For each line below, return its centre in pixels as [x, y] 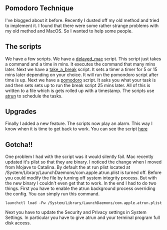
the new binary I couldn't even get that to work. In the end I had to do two [81, 183]
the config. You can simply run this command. [52, 194]
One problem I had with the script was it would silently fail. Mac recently [79, 156]
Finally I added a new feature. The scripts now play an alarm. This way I [79, 123]
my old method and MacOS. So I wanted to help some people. [69, 31]
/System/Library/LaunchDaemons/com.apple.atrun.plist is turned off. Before [83, 172]
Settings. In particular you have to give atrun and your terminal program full [82, 217]
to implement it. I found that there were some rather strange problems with [82, 25]
